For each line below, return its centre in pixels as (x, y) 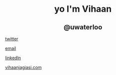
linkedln (13, 58)
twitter (12, 39)
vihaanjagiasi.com (23, 67)
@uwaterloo (83, 27)
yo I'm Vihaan (83, 9)
